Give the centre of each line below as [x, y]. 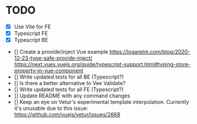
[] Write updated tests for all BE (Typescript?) [69, 77]
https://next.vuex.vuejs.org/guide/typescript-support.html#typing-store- [102, 64]
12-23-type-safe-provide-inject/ [53, 58]
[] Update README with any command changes [72, 96]
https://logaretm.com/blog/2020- [150, 52]
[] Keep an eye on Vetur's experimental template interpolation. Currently [101, 102]
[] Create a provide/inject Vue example [61, 52]
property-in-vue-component [49, 71]
